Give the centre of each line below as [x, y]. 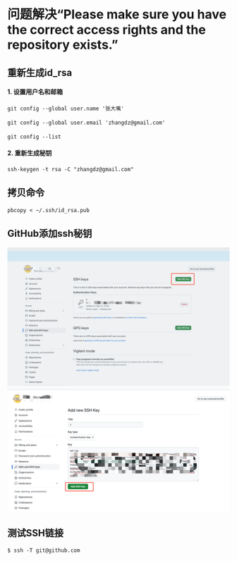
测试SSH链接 [36, 533]
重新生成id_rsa [40, 72]
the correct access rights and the [107, 30]
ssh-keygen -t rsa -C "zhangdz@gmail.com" [71, 169]
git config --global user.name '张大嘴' [66, 109]
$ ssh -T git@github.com [44, 550]
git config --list [34, 137]
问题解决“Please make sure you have [117, 14]
